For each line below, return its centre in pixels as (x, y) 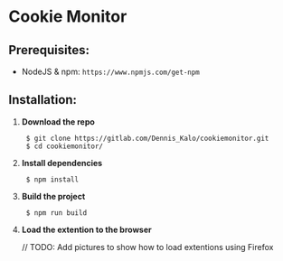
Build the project (53, 196)
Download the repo (58, 121)
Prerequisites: (49, 50)
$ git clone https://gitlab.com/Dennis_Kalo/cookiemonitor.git (147, 138)
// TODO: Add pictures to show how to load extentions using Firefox (147, 247)
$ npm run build (57, 213)
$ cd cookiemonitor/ (64, 146)
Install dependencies (62, 163)
